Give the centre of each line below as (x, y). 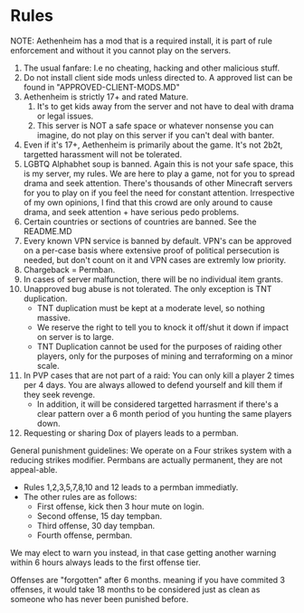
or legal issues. (65, 116)
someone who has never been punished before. (100, 599)
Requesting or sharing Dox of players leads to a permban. (131, 433)
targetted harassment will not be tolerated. (103, 154)
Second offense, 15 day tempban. (99, 515)
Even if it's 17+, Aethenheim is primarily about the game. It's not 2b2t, (153, 145)
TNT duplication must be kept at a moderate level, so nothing (151, 307)
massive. (53, 317)
